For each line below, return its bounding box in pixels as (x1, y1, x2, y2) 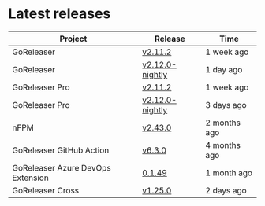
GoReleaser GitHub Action (12, 145, 110, 156)
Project (59, 33, 88, 44)
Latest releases (8, 5, 111, 23)
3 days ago (204, 99, 247, 110)
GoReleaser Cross (12, 185, 80, 196)
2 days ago (204, 185, 247, 196)
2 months (204, 117, 241, 128)
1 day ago (204, 64, 243, 75)
